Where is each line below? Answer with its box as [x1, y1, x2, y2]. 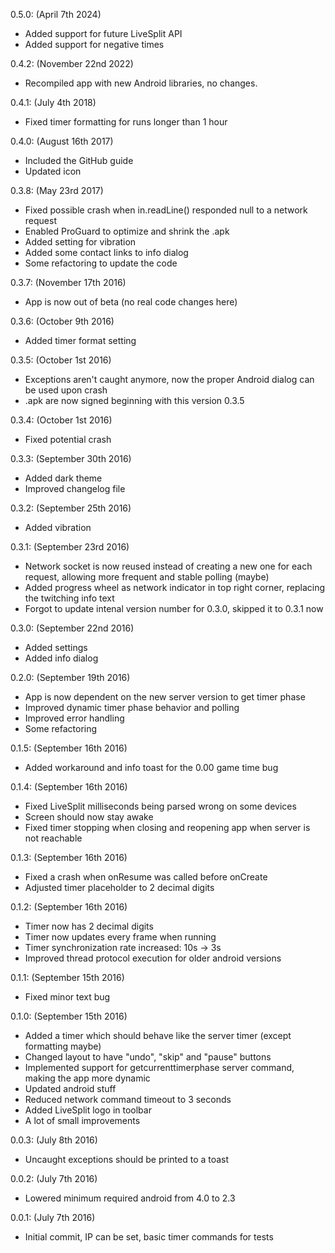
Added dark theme [24, 472, 103, 484]
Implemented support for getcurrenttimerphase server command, [24, 1062, 295, 1073]
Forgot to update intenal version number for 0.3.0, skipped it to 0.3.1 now [24, 603, 324, 614]
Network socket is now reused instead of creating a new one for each [24, 560, 313, 572]
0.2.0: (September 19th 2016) [10, 672, 131, 683]
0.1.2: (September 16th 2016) [10, 901, 128, 913]
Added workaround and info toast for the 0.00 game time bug [24, 762, 279, 773]
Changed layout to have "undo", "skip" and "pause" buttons [24, 1051, 272, 1063]
